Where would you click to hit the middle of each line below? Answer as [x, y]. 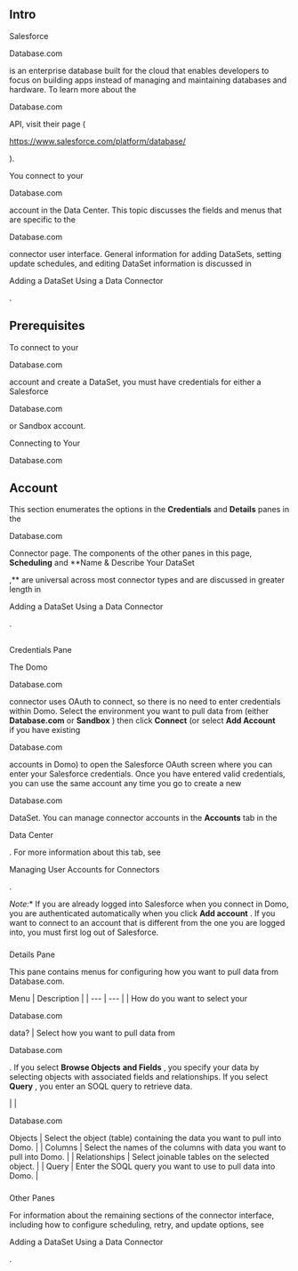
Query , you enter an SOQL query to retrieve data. [101, 1086]
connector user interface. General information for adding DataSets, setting [145, 253]
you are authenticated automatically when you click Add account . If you [142, 913]
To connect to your [44, 347]
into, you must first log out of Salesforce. [84, 932]
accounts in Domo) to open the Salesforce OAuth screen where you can [141, 764]
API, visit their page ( [48, 124]
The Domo [28, 667]
